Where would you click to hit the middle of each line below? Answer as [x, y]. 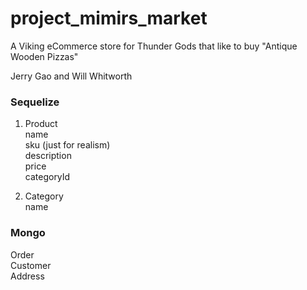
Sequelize [35, 102]
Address [27, 276]
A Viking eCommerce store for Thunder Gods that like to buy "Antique [154, 46]
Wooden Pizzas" [44, 56]
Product [41, 124]
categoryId [47, 177]
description [48, 156]
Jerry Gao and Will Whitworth [71, 76]
